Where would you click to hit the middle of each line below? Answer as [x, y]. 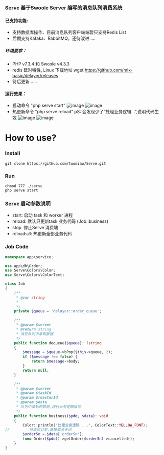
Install [13, 153]
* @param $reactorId [37, 398]
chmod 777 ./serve [24, 186]
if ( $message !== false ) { [50, 357]
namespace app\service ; [29, 257]
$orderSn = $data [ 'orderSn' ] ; [53, 434]
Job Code [17, 247]
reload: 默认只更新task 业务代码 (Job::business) [60, 221]
